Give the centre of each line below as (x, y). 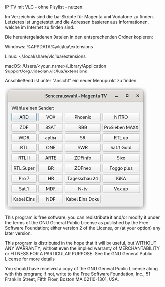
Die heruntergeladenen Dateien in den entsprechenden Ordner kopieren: (79, 37)
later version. (19, 233)
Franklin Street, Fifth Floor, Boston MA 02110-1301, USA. (62, 279)
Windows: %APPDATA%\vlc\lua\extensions (49, 46)
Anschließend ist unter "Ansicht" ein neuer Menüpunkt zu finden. (71, 81)
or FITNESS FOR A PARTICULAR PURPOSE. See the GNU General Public (79, 253)
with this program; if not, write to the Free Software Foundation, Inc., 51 (78, 274)
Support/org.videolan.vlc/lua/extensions (46, 71)
